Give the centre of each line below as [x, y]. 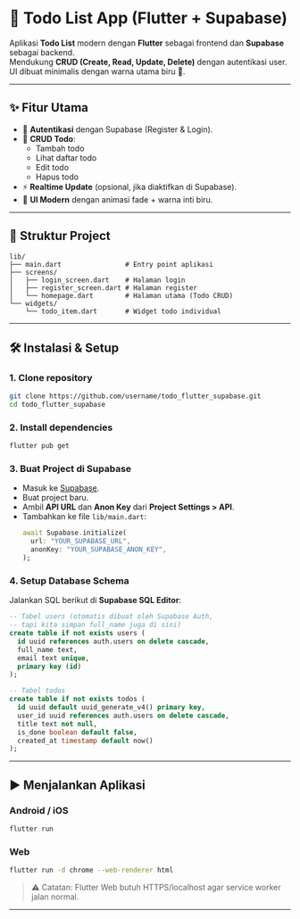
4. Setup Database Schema [69, 581]
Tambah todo [60, 148]
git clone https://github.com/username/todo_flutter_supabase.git [135, 396]
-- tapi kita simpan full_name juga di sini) [95, 625]
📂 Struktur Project [60, 236]
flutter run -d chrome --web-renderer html [92, 870]
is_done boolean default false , [78, 732]
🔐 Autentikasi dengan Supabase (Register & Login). [117, 129]
